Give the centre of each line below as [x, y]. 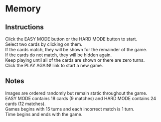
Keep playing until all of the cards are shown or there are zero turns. [75, 60]
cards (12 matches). [25, 104]
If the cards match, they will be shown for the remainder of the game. [76, 50]
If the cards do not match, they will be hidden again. [59, 55]
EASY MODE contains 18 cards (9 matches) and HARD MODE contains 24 [80, 98]
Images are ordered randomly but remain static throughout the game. [76, 93]
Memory [23, 9]
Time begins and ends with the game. [44, 114]
